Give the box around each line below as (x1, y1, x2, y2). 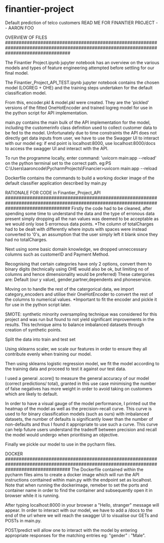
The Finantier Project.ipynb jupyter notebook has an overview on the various (5, 59, 160, 65)
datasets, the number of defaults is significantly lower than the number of (5, 416, 153, 422)
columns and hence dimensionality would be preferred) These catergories (5, 271, 155, 277)
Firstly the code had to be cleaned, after (71, 205, 152, 211)
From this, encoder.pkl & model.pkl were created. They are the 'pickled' (5, 99, 149, 105)
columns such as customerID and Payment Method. (5, 251, 110, 257)
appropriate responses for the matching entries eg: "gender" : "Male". (5, 532, 146, 538)
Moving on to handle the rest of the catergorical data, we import (5, 286, 134, 292)
